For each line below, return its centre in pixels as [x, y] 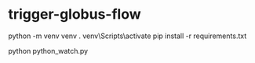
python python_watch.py [48, 51]
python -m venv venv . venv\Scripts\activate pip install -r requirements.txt [127, 36]
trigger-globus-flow [75, 14]
